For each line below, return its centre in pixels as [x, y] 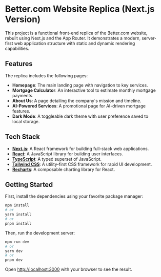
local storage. [26, 121]
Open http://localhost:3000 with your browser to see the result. [69, 269]
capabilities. [17, 48]
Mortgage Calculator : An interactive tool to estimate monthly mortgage [84, 90]
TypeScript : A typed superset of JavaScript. [57, 159]
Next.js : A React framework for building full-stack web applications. [80, 149]
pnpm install [18, 223]
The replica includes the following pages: [46, 75]
